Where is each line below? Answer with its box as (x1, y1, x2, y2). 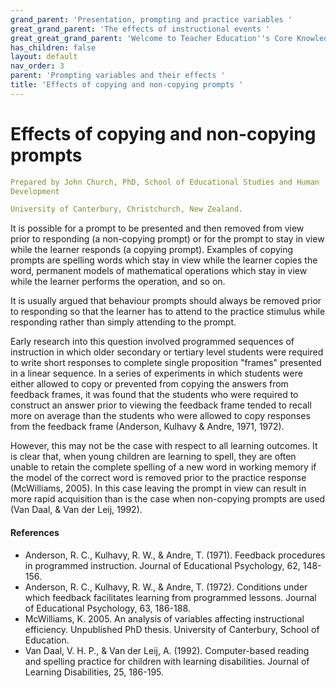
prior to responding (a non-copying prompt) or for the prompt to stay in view (10, 233, 325, 245)
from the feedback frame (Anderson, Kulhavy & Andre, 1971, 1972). (10, 421, 285, 433)
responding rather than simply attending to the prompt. (10, 316, 237, 328)
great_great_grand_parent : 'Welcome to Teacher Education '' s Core (10, 33, 293, 43)
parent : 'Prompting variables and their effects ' (10, 71, 226, 81)
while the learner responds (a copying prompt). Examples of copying (10, 244, 294, 256)
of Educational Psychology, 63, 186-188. (24, 602, 191, 614)
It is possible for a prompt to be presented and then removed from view (10, 222, 305, 235)
